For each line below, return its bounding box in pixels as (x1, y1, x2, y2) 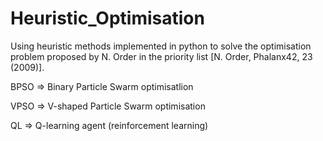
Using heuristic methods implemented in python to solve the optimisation (10, 40, 312, 52)
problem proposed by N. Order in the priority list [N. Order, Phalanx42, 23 (10, 50, 313, 62)
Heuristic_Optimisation (10, 7, 205, 30)
